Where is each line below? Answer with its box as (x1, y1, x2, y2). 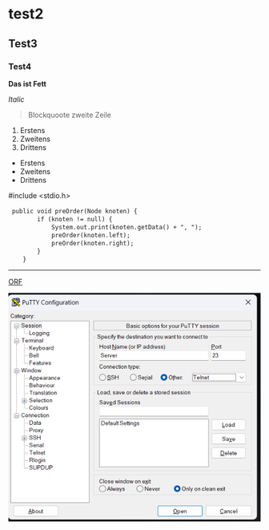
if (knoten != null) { (37, 215, 113, 223)
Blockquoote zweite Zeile (27, 110, 112, 119)
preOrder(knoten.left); (50, 231, 130, 239)
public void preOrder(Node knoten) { (11, 207, 138, 215)
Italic (8, 94, 25, 104)
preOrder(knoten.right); (50, 239, 134, 247)
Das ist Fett (8, 79, 46, 88)
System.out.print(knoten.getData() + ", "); (50, 223, 203, 231)
